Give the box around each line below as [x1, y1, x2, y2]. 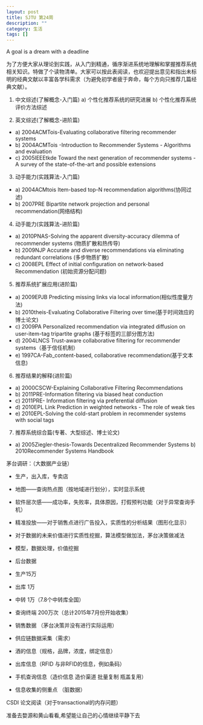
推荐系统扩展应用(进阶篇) [14, 281, 78, 288]
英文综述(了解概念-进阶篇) [14, 116, 80, 124]
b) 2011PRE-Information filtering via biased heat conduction [14, 391, 163, 398]
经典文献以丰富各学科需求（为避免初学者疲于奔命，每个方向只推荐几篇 [16, 76, 192, 83]
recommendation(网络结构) [14, 208, 83, 215]
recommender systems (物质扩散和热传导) [14, 240, 121, 247]
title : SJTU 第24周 [6, 15, 54, 21]
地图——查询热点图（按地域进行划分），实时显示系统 [14, 485, 145, 493]
